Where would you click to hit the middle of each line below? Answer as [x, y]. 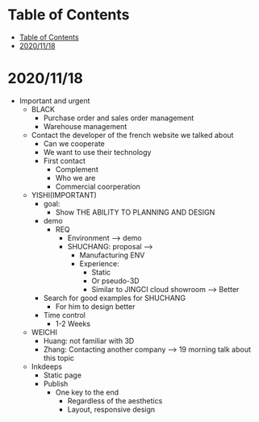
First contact [64, 161]
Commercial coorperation [98, 186]
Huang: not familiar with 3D [89, 341]
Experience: [99, 263]
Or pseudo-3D [115, 281]
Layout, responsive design [111, 409]
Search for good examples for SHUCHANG [115, 298]
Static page [63, 375]
